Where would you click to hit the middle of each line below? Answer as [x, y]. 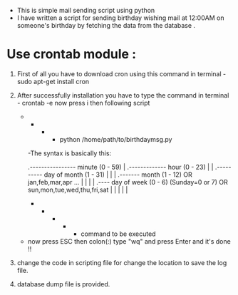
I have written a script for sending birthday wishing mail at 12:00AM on [120, 18]
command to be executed [118, 234]
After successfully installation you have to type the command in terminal [123, 95]
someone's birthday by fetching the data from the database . [106, 25]
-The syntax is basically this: [69, 153]
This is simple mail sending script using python [86, 10]
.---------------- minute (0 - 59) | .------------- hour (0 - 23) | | [120, 167]
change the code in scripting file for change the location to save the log [122, 262]
